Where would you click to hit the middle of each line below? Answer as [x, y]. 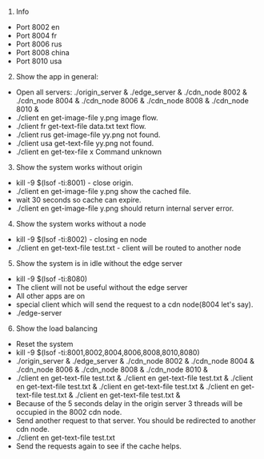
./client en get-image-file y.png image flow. [87, 118]
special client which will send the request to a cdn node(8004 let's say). [134, 304]
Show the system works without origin [79, 167]
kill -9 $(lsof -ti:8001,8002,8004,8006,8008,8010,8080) [108, 352]
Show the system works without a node [81, 224]
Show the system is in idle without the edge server [99, 263]
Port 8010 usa [39, 61]
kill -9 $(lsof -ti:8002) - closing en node [81, 239]
